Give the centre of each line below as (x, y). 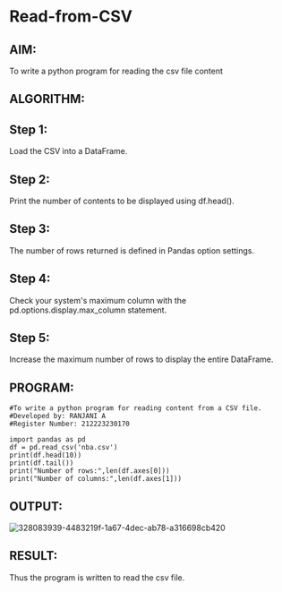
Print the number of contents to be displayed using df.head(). (122, 201)
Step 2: (30, 180)
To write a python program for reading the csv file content (116, 71)
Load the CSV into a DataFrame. (68, 151)
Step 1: (29, 129)
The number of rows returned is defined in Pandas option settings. (132, 250)
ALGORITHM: (47, 99)
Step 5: (30, 338)
